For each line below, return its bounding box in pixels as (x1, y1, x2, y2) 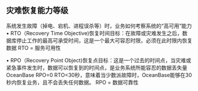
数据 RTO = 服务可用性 (6, 44, 61, 51)
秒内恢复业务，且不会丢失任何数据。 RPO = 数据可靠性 (6, 79, 139, 86)
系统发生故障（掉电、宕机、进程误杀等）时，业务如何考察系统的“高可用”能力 (6, 22, 192, 29)
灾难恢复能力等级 (6, 5, 69, 16)
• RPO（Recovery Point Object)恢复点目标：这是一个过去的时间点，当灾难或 (6, 56, 191, 63)
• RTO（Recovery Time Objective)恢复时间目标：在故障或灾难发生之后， (6, 29, 183, 36)
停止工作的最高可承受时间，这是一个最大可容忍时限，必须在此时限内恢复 (16, 37, 193, 44)
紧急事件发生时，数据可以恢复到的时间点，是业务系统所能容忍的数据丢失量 (6, 64, 187, 71)
